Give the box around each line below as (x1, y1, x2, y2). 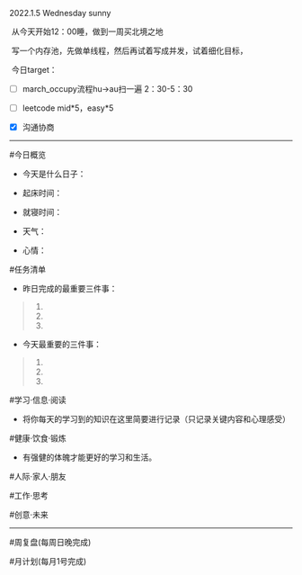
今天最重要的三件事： (22, 339, 102, 350)
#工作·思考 (9, 490, 49, 501)
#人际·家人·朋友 (9, 472, 67, 482)
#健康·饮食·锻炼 (9, 433, 67, 444)
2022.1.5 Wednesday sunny (9, 8, 111, 18)
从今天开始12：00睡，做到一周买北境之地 (11, 26, 164, 37)
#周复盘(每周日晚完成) (9, 537, 92, 548)
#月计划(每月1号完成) (9, 556, 87, 567)
